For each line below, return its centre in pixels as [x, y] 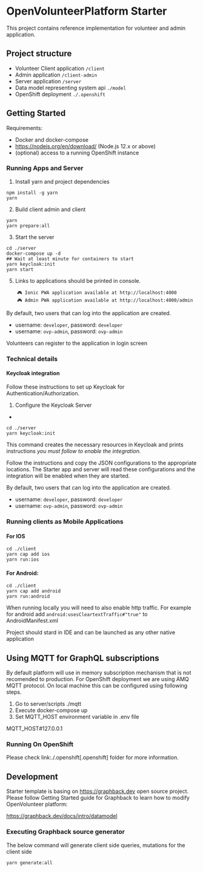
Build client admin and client [50, 209]
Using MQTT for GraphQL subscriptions [83, 658]
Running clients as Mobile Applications [65, 521]
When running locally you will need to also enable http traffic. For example [99, 608]
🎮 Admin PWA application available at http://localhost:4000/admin [105, 300]
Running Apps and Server [45, 168]
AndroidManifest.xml [32, 621]
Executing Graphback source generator [66, 832]
